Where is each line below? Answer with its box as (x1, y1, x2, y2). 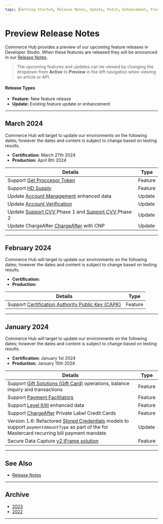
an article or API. (16, 74, 50, 80)
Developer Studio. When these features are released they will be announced (5, 49, 158, 55)
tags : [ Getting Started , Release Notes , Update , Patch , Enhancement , (5, 7, 149, 12)
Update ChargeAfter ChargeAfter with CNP (7, 222, 105, 229)
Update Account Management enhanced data (7, 192, 112, 199)
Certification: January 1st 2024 (12, 355, 76, 361)
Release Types (5, 85, 35, 91)
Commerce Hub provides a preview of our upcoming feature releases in (5, 44, 148, 50)
